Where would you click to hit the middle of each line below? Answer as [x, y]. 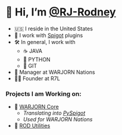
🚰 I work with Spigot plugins [49, 35]
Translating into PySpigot [54, 113]
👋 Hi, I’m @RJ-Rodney [61, 12]
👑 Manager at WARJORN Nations [55, 72]
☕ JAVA [33, 51]
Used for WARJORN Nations [58, 120]
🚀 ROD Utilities [32, 126]
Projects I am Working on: [43, 93]
